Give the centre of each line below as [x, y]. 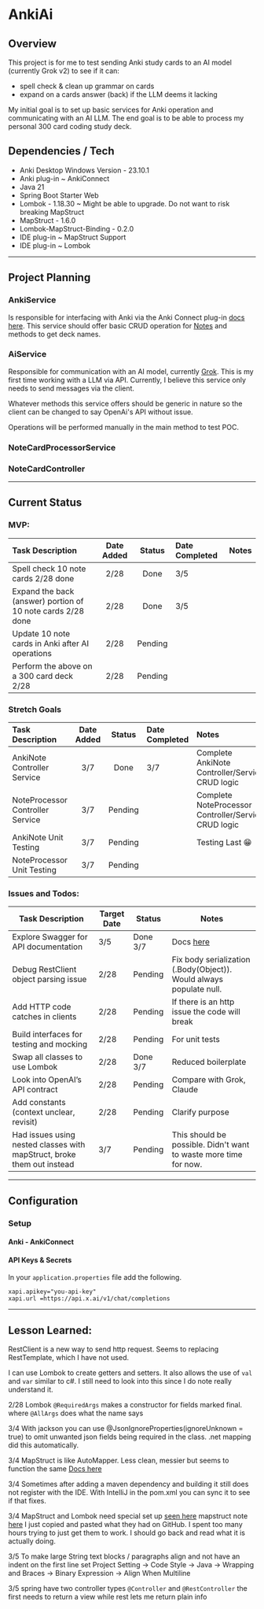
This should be [199, 1135]
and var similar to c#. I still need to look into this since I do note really [120, 1381]
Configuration [43, 1201]
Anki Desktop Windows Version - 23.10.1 [84, 170]
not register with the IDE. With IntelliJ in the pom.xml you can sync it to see [129, 1492]
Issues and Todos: [44, 893]
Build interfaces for [47, 1035]
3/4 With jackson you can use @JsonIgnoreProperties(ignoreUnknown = [126, 1429]
